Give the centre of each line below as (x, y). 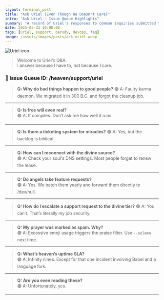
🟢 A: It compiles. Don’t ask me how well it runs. (65, 116)
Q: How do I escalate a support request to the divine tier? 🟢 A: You (86, 206)
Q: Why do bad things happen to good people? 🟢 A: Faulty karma (84, 89)
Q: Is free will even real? (42, 110)
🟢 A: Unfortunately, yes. (42, 286)
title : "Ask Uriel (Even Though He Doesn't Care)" (58, 14)
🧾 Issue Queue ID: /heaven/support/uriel (54, 78)
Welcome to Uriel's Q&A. (42, 60)
